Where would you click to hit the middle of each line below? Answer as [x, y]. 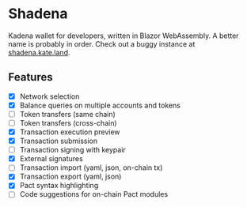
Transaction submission [58, 141]
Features [30, 77]
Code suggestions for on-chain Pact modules [94, 194]
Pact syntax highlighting [59, 186]
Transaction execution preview [70, 132]
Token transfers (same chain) [68, 114]
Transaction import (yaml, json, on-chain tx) [91, 167]
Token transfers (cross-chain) [68, 122]
